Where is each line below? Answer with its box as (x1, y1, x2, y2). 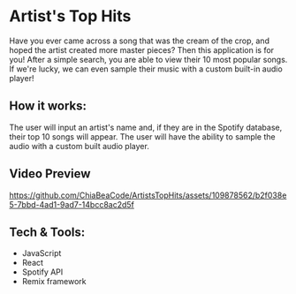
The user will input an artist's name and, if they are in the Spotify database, (9, 122, 283, 132)
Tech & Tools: (9, 224, 86, 239)
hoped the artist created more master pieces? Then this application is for (9, 44, 275, 55)
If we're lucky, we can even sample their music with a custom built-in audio (9, 64, 283, 74)
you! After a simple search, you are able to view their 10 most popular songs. (9, 54, 288, 64)
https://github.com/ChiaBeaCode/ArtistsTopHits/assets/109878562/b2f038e (9, 190, 287, 200)
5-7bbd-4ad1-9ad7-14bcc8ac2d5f (9, 199, 135, 209)
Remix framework (21, 276, 87, 287)
